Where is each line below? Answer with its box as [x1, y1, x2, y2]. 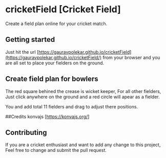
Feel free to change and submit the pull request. [5, 147, 107, 153]
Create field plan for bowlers [5, 75, 98, 83]
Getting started [5, 35, 55, 44]
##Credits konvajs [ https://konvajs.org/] [5, 114, 90, 120]
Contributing [5, 128, 47, 137]
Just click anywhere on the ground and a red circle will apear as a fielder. [5, 94, 160, 100]
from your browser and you [102, 54, 160, 60]
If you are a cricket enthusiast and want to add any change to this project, [5, 142, 161, 148]
